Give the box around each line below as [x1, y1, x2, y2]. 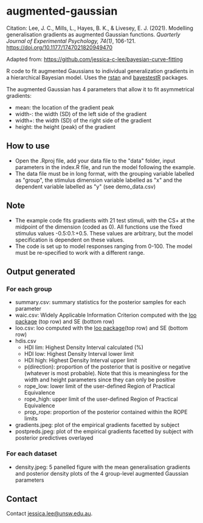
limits [24, 415, 38, 422]
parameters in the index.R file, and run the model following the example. [15, 163, 196, 171]
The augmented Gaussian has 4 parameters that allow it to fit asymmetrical [6, 85, 194, 92]
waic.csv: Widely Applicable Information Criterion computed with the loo [15, 311, 197, 319]
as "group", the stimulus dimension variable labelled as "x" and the [15, 176, 182, 184]
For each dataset [6, 449, 58, 458]
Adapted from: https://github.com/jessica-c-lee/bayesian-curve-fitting [6, 55, 184, 63]
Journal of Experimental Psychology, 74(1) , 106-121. [6, 37, 136, 44]
